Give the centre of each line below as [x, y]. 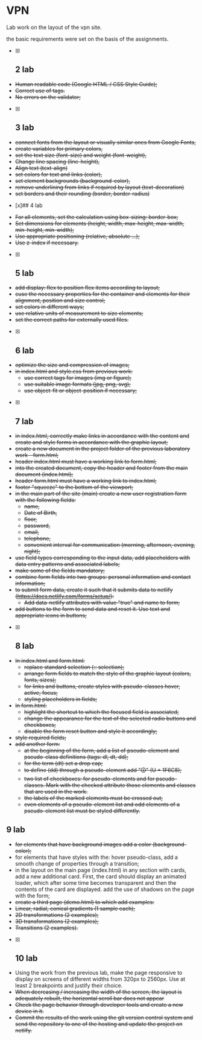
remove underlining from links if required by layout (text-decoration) [99, 187]
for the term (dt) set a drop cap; [63, 763]
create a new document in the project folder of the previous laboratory [103, 448]
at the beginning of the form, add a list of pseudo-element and [102, 750]
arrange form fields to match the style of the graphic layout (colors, [108, 673]
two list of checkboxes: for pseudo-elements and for [89, 779]
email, [31, 532]
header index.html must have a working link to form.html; [86, 461]
